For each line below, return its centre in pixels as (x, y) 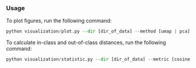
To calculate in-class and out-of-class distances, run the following (86, 42)
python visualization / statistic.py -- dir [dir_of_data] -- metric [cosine (98, 59)
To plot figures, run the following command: (59, 21)
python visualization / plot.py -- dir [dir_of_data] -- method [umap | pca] (98, 31)
